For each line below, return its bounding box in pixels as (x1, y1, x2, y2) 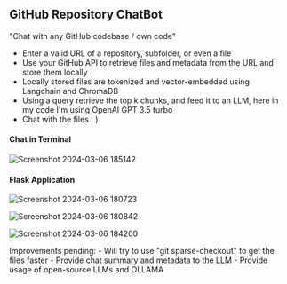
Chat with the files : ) (21, 114, 99, 124)
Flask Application (9, 174, 76, 185)
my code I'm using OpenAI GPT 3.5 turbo (21, 104, 173, 114)
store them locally (21, 67, 88, 77)
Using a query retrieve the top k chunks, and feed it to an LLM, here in (21, 95, 279, 106)
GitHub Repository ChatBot (9, 7, 163, 22)
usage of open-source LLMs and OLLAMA (9, 264, 164, 275)
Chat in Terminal (9, 134, 72, 145)
